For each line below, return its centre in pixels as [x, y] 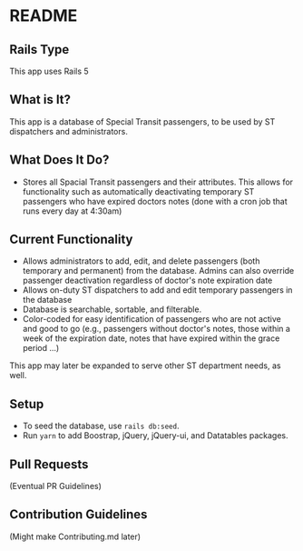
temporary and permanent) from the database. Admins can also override [158, 271]
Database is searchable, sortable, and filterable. [112, 309]
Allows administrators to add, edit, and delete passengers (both [141, 261]
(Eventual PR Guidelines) [56, 486]
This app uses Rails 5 [49, 71]
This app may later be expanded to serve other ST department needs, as [145, 366]
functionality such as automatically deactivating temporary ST [138, 191]
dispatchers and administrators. [69, 131]
